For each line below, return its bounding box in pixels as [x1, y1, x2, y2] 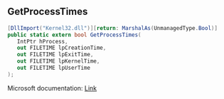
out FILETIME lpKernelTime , [16, 58, 100, 65]
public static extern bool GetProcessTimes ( [7, 31, 142, 38]
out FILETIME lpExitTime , [16, 51, 94, 58]
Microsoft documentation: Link [7, 83, 97, 92]
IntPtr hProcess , [16, 38, 69, 45]
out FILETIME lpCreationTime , [16, 44, 107, 52]
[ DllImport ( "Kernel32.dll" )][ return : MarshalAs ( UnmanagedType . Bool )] [7, 24, 218, 31]
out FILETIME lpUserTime [16, 64, 91, 72]
